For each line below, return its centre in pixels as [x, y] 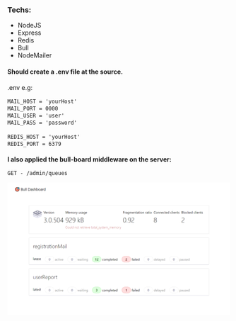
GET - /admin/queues [38, 174]
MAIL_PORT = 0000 [33, 108]
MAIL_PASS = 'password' [42, 123]
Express [29, 33]
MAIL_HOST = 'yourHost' [42, 101]
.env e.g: [20, 87]
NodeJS [29, 26]
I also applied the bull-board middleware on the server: [89, 159]
